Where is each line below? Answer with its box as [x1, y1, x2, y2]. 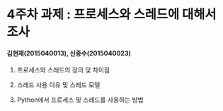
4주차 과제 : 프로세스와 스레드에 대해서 [6, 6, 217, 22]
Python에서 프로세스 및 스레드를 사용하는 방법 [16, 96, 144, 104]
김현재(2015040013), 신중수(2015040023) [6, 48, 132, 57]
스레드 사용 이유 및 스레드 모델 [16, 81, 101, 89]
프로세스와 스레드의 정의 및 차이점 [16, 66, 110, 74]
